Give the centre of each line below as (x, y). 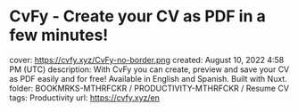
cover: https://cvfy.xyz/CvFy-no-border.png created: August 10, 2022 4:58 (147, 60)
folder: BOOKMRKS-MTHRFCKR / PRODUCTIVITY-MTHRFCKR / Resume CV (149, 88)
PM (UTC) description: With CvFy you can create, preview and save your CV (149, 69)
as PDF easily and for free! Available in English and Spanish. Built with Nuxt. (148, 78)
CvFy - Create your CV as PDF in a (137, 16)
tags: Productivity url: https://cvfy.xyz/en (85, 97)
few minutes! (59, 35)
